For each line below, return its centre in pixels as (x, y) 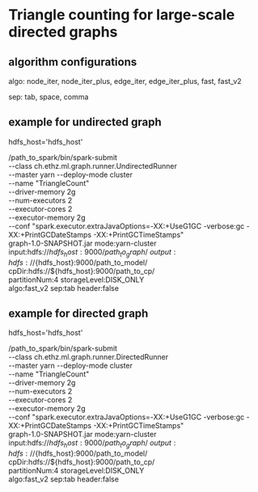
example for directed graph (78, 313)
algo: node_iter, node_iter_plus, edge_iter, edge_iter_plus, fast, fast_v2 (125, 81)
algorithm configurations (73, 62)
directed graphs (63, 32)
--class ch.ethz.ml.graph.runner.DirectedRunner (89, 357)
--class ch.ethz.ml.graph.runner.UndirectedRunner (93, 166)
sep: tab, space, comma (49, 97)
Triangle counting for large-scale (122, 15)
